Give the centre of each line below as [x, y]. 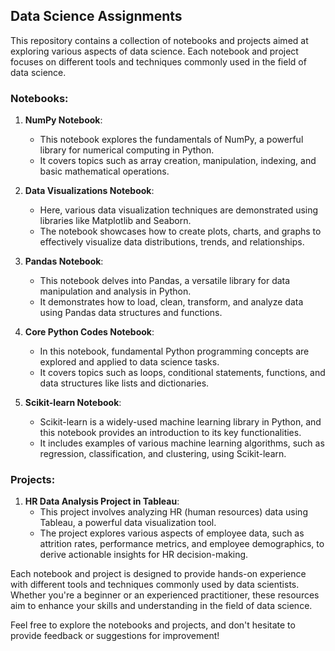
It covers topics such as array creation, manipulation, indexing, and [178, 161]
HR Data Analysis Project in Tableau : [102, 501]
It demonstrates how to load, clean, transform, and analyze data [171, 302]
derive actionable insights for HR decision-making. [144, 555]
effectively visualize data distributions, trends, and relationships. [172, 242]
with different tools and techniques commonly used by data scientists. [155, 585]
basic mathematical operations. [104, 171]
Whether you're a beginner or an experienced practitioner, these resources [165, 595]
